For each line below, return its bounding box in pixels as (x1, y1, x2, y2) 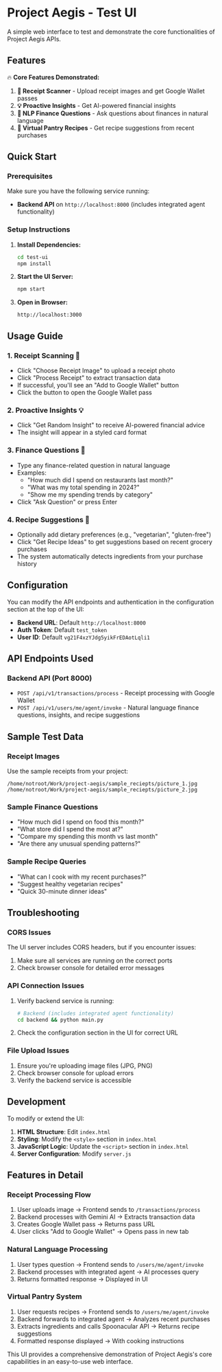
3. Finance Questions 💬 (7, 445, 86, 455)
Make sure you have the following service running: (7, 187, 150, 195)
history (16, 559, 38, 567)
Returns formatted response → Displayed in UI (16, 1274, 149, 1283)
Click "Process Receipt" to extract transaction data (16, 374, 161, 382)
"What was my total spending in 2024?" (27, 483, 140, 491)
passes (16, 94, 38, 102)
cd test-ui (16, 254, 49, 260)
